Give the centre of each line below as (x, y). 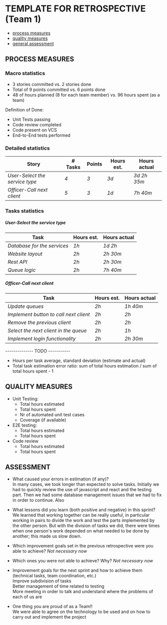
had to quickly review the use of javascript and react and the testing (82, 490)
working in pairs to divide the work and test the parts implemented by (83, 521)
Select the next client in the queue (47, 330)
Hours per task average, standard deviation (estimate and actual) (79, 360)
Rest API (17, 262)
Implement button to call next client (49, 314)
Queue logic (22, 270)
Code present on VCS (35, 130)
